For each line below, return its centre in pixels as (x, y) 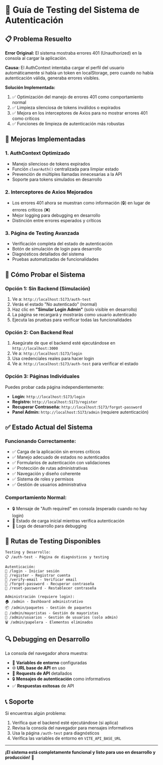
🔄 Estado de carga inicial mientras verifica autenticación (68, 520)
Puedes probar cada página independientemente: (55, 387)
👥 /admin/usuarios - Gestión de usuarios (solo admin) (62, 618)
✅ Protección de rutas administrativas (50, 468)
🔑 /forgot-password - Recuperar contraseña (50, 584)
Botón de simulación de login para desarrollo (57, 249)
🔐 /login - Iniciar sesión (32, 571)
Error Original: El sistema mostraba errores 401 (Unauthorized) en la (73, 53)
